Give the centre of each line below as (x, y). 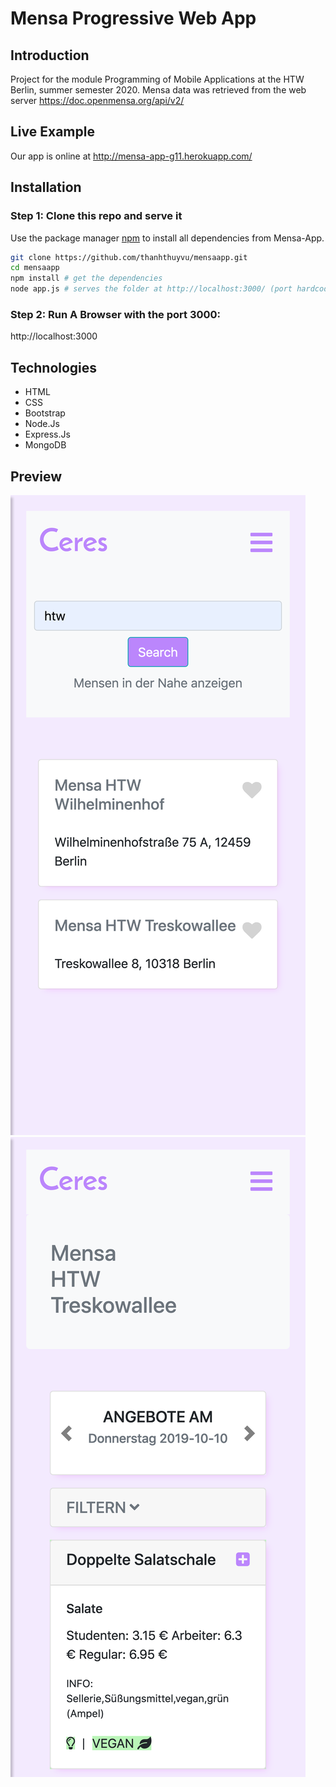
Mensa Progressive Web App (133, 18)
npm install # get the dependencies (86, 278)
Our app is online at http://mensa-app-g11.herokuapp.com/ (131, 156)
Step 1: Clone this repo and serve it (96, 216)
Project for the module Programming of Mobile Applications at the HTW (157, 79)
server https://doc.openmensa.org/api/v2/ (97, 100)
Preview (36, 476)
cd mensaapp (35, 268)
